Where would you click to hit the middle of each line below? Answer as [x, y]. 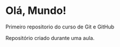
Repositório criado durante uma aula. [50, 38]
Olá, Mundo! [36, 11]
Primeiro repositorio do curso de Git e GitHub [60, 27]
